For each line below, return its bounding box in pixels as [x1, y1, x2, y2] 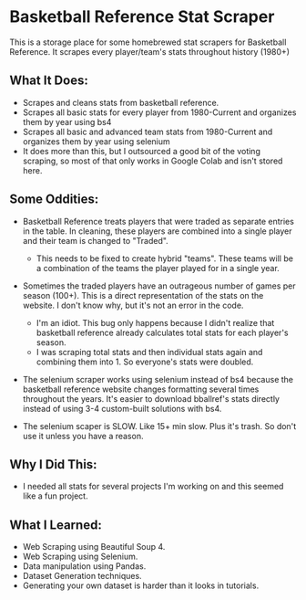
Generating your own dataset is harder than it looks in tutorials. [22, 580, 260, 591]
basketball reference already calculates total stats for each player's [36, 327, 289, 338]
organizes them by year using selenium [22, 135, 170, 147]
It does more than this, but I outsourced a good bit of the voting [22, 145, 261, 156]
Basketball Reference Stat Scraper [9, 6, 275, 27]
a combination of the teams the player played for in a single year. [36, 262, 280, 273]
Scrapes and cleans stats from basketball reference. [22, 97, 219, 108]
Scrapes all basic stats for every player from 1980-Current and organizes [22, 107, 297, 118]
